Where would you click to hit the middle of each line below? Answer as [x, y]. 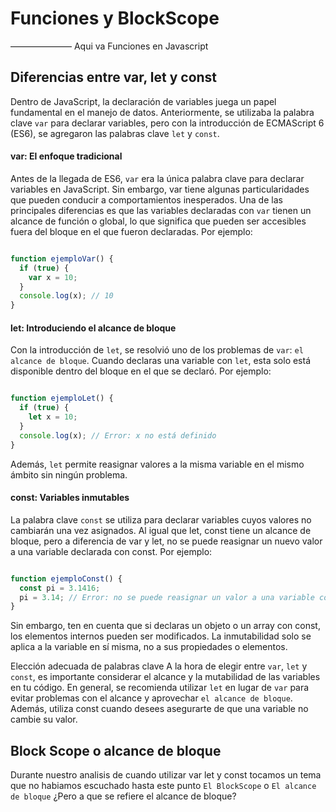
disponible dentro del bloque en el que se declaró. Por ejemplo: [141, 371]
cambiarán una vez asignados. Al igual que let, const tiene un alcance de [161, 530]
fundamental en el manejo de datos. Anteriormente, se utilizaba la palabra [162, 112]
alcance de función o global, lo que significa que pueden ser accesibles [158, 221]
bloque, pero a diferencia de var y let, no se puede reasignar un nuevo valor [166, 541]
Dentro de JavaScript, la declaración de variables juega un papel [143, 101]
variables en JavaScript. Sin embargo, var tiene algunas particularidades [160, 189]
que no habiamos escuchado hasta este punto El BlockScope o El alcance [163, 786]
